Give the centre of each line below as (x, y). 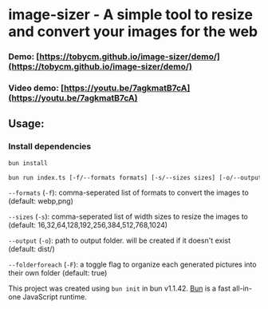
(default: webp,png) (41, 201)
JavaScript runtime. (55, 297)
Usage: (27, 124)
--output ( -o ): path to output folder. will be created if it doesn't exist (120, 240)
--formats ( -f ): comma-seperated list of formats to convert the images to (128, 192)
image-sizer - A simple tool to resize (131, 15)
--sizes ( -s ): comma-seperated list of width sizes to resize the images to (128, 216)
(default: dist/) (32, 249)
